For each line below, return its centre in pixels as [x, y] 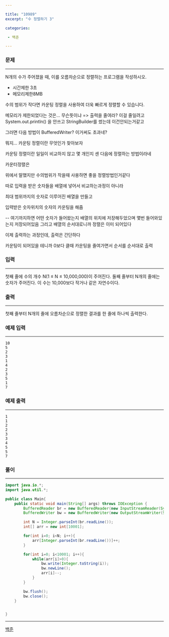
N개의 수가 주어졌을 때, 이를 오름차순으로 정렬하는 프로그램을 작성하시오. [76, 77]
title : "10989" [21, 14]
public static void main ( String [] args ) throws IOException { [81, 504]
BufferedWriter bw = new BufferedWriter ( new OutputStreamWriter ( [93, 513]
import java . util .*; [27, 490]
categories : [18, 28]
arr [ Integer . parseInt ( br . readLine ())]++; [76, 540]
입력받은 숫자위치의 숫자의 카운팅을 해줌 [44, 207]
